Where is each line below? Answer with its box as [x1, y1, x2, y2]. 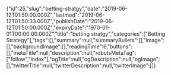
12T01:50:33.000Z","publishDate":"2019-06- [6, 18, 115, 24]
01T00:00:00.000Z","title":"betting [6, 30, 90, 37]
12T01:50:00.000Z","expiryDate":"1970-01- [6, 24, 110, 31]
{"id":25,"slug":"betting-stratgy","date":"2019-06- [6, 5, 128, 12]
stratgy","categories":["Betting [91, 30, 166, 37]
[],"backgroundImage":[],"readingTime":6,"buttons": [6, 43, 132, 50]
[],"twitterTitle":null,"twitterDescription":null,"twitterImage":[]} [6, 62, 156, 69]
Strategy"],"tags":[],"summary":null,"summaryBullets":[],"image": [6, 37, 165, 43]
